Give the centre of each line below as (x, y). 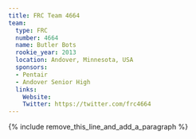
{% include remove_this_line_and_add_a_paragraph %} (98, 127)
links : (26, 89)
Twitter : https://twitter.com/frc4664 (87, 104)
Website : (37, 97)
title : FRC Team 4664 (44, 15)
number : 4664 (37, 38)
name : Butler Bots (46, 45)
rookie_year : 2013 (46, 52)
